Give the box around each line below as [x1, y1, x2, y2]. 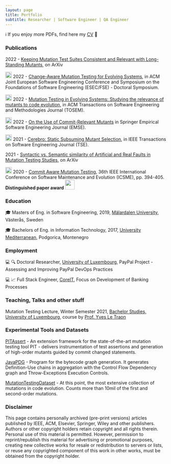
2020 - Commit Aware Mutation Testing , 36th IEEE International [12, 168, 146, 174]
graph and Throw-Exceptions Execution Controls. [5, 369, 109, 376]
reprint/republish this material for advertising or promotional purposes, [5, 437, 154, 443]
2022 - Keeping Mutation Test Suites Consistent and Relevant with [5, 56, 145, 62]
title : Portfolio [5, 12, 42, 17]
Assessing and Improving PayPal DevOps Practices [5, 267, 113, 273]
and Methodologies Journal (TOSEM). [5, 107, 85, 113]
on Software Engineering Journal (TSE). [5, 141, 89, 147]
